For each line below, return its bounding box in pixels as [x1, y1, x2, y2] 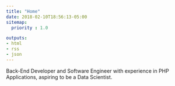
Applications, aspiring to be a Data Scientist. [6, 73, 113, 80]
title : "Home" [6, 8, 41, 15]
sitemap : [6, 19, 27, 25]
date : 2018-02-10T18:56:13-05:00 [6, 14, 87, 20]
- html [6, 41, 22, 46]
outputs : [6, 35, 27, 41]
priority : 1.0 [11, 24, 48, 31]
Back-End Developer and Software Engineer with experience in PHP [6, 67, 169, 74]
